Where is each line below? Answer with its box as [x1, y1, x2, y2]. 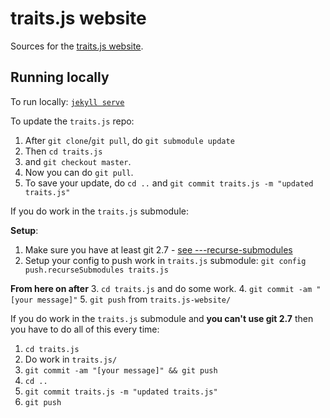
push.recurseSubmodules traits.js [24, 265, 169, 275]
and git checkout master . [24, 155, 132, 167]
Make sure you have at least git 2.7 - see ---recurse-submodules [24, 243, 293, 256]
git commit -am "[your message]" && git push [24, 365, 218, 376]
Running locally [10, 69, 110, 86]
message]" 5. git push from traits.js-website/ [36, 293, 232, 305]
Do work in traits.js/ [24, 353, 118, 365]
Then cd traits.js [24, 145, 103, 157]
